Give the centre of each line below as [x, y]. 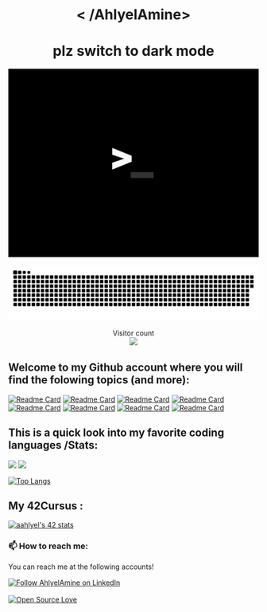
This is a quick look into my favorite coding [116, 433]
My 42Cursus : [46, 506]
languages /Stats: [53, 445]
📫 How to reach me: [48, 546]
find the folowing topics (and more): [99, 380]
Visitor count [133, 333]
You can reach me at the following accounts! [81, 567]
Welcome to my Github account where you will [126, 368]
